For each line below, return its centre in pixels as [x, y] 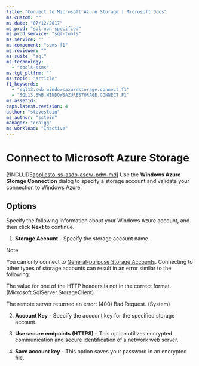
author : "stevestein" [33, 112]
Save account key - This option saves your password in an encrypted [101, 351]
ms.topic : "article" [32, 78]
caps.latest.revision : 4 [37, 106]
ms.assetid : [21, 100]
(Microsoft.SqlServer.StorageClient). [51, 292]
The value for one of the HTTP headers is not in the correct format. [89, 286]
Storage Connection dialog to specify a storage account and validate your [98, 181]
